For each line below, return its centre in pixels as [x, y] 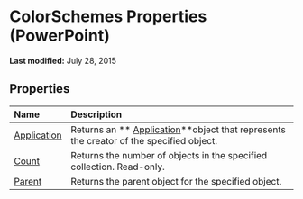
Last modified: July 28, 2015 [63, 60]
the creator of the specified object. [144, 140]
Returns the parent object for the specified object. [176, 181]
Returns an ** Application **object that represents [178, 130]
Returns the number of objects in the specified [169, 155]
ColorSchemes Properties [108, 17]
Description [96, 114]
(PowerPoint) [60, 36]
